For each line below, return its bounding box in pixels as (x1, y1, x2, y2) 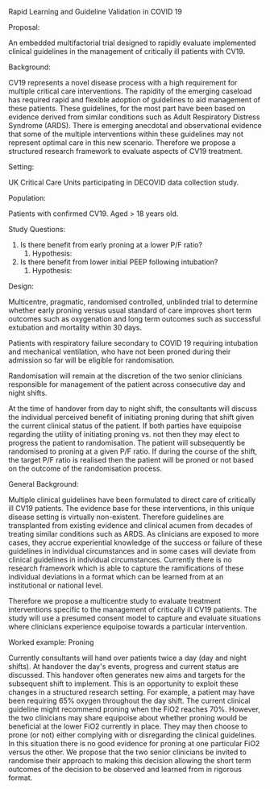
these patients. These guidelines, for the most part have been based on (8, 104, 246, 113)
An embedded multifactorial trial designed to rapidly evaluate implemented (8, 38, 256, 48)
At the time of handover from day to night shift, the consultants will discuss (8, 404, 258, 413)
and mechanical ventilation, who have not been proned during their (8, 347, 231, 356)
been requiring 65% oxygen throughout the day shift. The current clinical (8, 696, 251, 705)
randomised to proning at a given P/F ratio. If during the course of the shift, (8, 446, 258, 456)
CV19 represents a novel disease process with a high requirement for (8, 78, 238, 87)
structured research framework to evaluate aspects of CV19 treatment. (8, 147, 243, 156)
